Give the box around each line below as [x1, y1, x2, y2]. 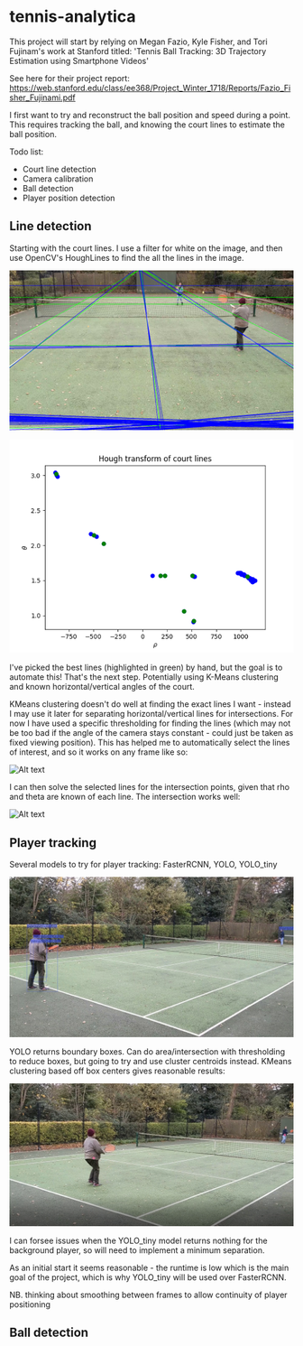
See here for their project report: [9, 72, 131, 83]
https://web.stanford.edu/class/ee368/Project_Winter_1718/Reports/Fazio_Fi [9, 82, 291, 93]
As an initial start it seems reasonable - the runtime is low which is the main [9, 1262, 289, 1273]
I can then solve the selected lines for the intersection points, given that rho [9, 782, 290, 793]
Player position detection [22, 192, 115, 203]
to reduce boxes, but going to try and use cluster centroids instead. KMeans [9, 1055, 292, 1066]
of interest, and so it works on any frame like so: [9, 747, 188, 757]
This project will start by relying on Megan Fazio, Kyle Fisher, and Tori [9, 36, 268, 47]
